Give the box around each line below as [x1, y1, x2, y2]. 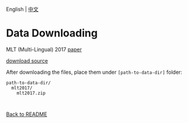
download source [6, 57, 48, 64]
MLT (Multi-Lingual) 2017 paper [6, 46, 82, 53]
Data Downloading [6, 26, 98, 40]
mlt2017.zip [16, 90, 46, 96]
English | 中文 [6, 6, 39, 12]
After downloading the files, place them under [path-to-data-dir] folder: [6, 69, 183, 76]
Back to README [6, 111, 47, 118]
